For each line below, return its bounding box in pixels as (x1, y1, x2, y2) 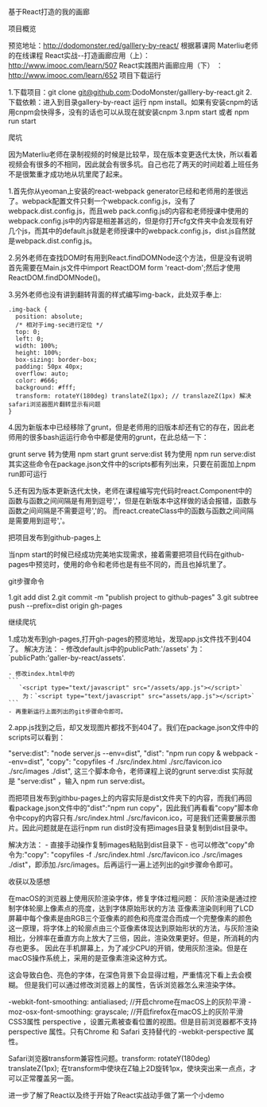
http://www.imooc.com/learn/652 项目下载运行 (8, 71, 161, 80)
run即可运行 (8, 469, 48, 479)
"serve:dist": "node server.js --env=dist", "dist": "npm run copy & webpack (8, 748, 253, 758)
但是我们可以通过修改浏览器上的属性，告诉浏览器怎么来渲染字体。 (23, 981, 240, 989)
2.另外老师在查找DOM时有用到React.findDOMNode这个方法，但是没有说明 (8, 253, 253, 262)
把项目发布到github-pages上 (8, 533, 102, 542)
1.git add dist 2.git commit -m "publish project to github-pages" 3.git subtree (8, 592, 259, 602)
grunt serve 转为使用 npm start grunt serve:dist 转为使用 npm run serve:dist (8, 449, 256, 459)
